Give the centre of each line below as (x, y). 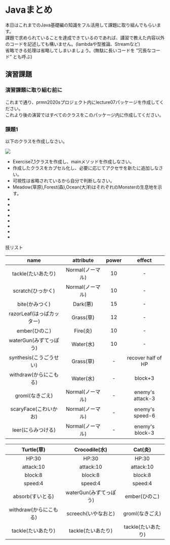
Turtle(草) (33, 449)
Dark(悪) (83, 304)
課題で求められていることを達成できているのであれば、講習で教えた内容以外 (85, 38)
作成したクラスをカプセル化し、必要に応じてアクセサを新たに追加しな (86, 168)
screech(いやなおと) (91, 513)
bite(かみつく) (34, 304)
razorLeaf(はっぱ (29, 314)
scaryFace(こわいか (34, 409)
